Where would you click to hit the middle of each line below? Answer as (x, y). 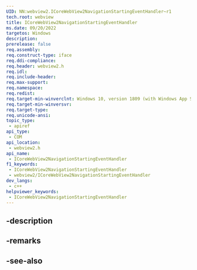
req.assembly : (23, 50)
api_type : (18, 132)
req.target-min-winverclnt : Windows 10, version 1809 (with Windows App (97, 99)
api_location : (23, 142)
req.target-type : (27, 110)
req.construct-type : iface (39, 55)
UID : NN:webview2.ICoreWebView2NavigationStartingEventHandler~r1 (89, 11)
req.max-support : (27, 83)
